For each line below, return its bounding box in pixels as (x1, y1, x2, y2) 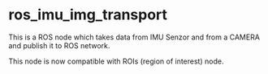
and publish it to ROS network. (8, 40, 110, 50)
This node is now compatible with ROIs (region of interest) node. (8, 56, 224, 66)
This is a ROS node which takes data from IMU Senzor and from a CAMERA (8, 32, 260, 42)
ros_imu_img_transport (8, 6, 168, 24)
